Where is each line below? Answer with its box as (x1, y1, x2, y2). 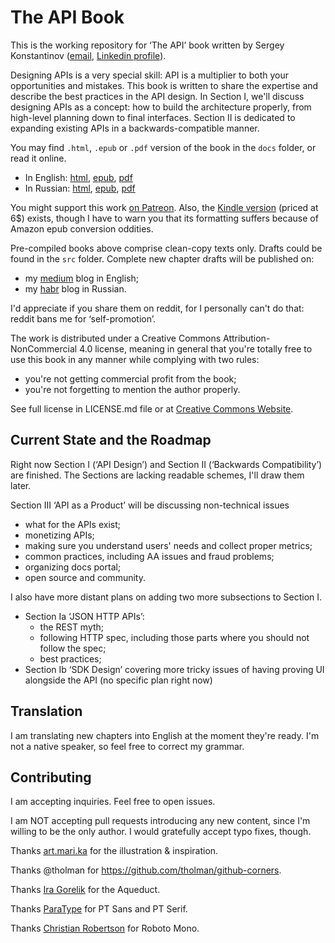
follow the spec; (39, 642, 107, 654)
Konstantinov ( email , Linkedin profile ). (10, 49, 167, 61)
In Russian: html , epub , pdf (24, 182, 136, 194)
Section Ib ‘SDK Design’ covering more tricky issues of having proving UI (24, 663, 325, 675)
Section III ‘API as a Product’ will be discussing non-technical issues (10, 499, 290, 511)
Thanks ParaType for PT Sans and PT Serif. (10, 903, 188, 915)
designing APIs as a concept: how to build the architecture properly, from (10, 101, 312, 113)
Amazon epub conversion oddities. (10, 222, 154, 235)
